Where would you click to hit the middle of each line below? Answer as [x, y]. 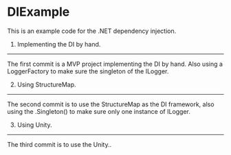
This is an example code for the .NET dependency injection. [92, 31]
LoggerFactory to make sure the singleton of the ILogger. [88, 71]
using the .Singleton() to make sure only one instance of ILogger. [99, 111]
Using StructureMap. [47, 84]
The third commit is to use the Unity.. [59, 144]
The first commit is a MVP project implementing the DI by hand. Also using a [115, 64]
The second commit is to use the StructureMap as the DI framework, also [111, 104]
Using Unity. [35, 125]
